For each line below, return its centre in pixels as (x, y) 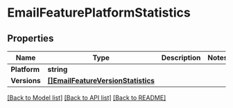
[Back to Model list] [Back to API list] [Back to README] (87, 98)
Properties (31, 38)
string (58, 69)
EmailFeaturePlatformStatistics (99, 13)
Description (181, 58)
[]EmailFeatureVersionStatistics (101, 81)
